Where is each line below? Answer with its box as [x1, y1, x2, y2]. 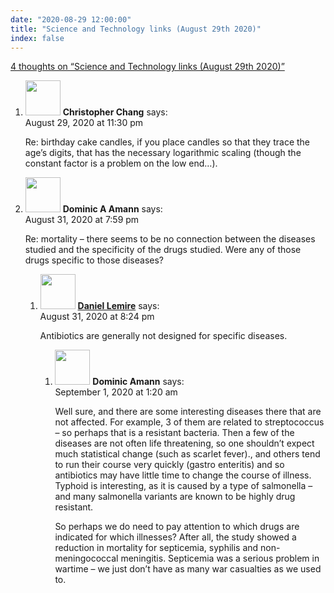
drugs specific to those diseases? [24, 254, 164, 266]
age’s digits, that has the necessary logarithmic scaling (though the [24, 147, 302, 159]
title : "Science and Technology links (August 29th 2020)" [10, 24, 262, 34]
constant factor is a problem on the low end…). [24, 157, 218, 170]
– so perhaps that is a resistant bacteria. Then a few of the [54, 427, 295, 439]
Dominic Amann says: [92, 376, 185, 388]
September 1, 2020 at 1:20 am [54, 386, 178, 398]
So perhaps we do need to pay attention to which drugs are [54, 521, 300, 533]
